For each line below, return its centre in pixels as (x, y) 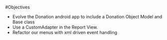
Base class (23, 22)
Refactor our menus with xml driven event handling (65, 32)
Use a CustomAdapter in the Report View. (55, 27)
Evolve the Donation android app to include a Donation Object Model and (87, 17)
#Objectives (17, 7)
